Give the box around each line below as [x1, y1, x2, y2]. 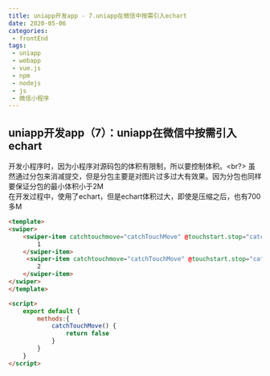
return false [65, 329, 110, 338]
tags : [8, 42, 27, 50]
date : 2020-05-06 [8, 19, 67, 27]
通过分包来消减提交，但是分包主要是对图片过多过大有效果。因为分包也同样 [14, 171, 262, 181]
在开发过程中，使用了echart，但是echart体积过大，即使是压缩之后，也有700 [8, 192, 261, 201]
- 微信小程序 [11, 94, 50, 102]
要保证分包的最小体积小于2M [8, 182, 104, 192]
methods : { [37, 315, 70, 323]
